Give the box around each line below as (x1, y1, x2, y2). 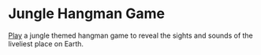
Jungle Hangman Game (8, 5, 166, 23)
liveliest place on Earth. (8, 38, 84, 48)
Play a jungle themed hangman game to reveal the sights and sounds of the (8, 31, 254, 40)
